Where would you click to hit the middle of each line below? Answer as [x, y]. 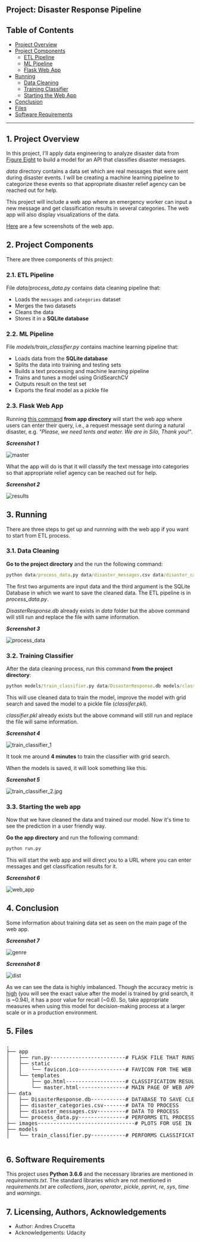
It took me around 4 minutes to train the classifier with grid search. [88, 756]
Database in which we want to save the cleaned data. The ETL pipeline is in [99, 593]
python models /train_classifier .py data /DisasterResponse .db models [93, 686]
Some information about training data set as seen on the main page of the [97, 923]
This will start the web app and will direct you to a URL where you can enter [99, 860]
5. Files [20, 1031]
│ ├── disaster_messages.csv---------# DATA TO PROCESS [93, 1111]
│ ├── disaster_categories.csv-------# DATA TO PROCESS [93, 1105]
